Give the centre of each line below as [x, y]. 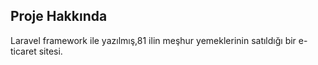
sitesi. [50, 51]
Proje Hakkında [59, 16]
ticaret [23, 51]
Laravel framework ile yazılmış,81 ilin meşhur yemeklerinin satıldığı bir [153, 40]
